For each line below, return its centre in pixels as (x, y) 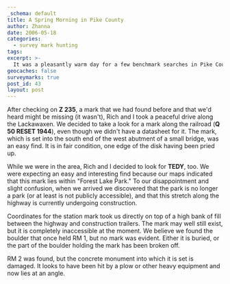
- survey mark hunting (46, 45)
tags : (15, 52)
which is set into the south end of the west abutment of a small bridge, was (113, 139)
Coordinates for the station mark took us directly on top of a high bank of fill (114, 216)
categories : (24, 39)
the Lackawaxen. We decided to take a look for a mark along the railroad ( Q (114, 124)
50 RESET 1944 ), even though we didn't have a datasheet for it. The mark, (112, 132)
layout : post (26, 90)
